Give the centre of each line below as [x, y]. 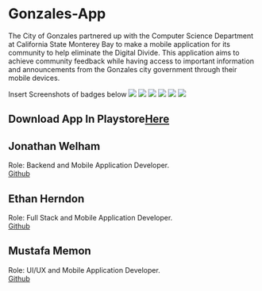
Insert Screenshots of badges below [67, 94]
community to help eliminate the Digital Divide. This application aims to [124, 52]
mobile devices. [34, 78]
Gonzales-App [57, 14]
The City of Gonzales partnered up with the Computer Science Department [131, 36]
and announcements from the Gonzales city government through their [123, 69]
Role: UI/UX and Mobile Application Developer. [84, 270]
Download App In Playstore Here [89, 119]
